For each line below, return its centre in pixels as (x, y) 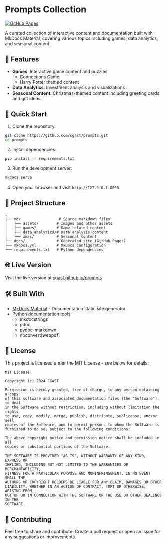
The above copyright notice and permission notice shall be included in (82, 438)
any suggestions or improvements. (41, 537)
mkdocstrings (34, 319)
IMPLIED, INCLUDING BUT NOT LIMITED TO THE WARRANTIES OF (67, 465)
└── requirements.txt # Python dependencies (54, 250)
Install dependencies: (34, 150)
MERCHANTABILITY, (23, 469)
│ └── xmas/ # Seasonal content (51, 237)
